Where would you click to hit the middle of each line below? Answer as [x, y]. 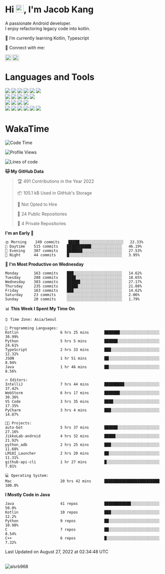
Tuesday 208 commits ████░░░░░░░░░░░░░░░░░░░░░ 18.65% [73, 277]
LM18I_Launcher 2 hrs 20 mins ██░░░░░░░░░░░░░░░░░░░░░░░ [82, 453]
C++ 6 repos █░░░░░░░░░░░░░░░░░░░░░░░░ [82, 538]
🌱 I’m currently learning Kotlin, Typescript [47, 38]
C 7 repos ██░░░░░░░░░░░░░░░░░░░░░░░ [82, 530]
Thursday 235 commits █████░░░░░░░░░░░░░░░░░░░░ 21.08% [73, 286]
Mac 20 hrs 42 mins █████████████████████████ [82, 481]
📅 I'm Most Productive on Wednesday [44, 264]
